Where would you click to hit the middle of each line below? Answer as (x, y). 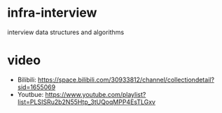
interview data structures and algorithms (66, 32)
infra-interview (52, 13)
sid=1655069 (36, 87)
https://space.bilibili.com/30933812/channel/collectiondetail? (126, 80)
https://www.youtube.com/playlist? (96, 94)
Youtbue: (30, 94)
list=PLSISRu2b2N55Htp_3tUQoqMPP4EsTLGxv (86, 102)
